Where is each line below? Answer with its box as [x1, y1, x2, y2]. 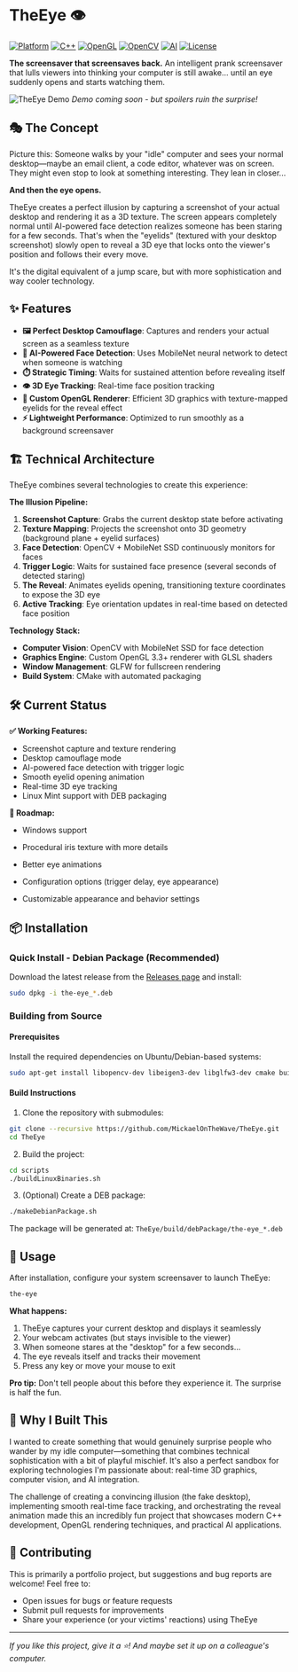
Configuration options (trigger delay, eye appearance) [21, 877, 220, 887]
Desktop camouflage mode [21, 753, 122, 763]
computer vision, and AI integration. [9, 1473, 140, 1484]
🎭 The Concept [9, 121, 99, 136]
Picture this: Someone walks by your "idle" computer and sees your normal [9, 148, 284, 159]
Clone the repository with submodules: [21, 1107, 164, 1118]
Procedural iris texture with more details [21, 842, 169, 853]
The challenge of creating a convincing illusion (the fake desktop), [9, 1491, 251, 1502]
